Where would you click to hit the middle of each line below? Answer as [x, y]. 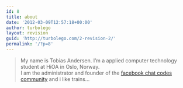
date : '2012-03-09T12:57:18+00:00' [49, 22]
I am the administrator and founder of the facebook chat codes [96, 73]
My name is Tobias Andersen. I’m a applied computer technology [99, 60]
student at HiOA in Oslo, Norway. [60, 66]
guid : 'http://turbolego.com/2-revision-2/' [61, 38]
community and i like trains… [55, 79]
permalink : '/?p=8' [30, 44]
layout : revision [27, 33]
